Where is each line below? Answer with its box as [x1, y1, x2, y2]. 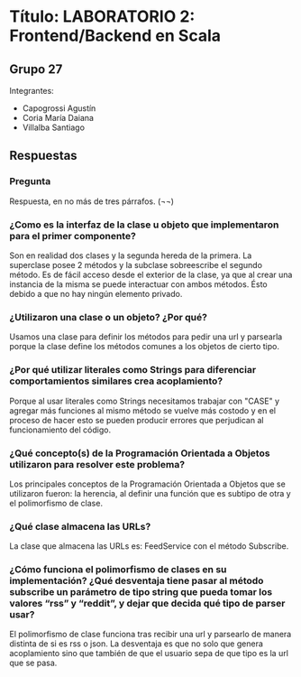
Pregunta [9, 175, 51, 188]
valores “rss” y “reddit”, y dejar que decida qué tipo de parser [9, 598, 286, 610]
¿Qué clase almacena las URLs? [9, 520, 151, 533]
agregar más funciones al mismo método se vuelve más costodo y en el [9, 404, 277, 416]
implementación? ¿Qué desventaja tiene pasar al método [9, 575, 264, 588]
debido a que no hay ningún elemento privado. [9, 288, 183, 299]
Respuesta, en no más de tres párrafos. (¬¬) [9, 196, 174, 207]
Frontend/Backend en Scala [9, 25, 222, 46]
